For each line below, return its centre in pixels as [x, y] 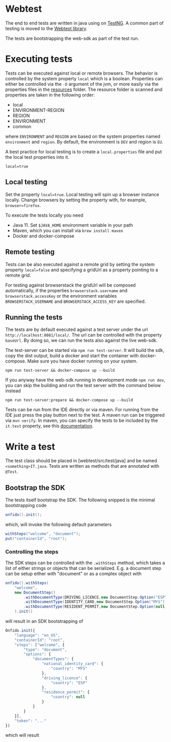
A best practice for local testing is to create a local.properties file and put [83, 152]
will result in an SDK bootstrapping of [44, 621]
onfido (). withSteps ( [27, 583]
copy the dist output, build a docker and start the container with [72, 356]
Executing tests [39, 59]
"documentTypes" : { [53, 659]
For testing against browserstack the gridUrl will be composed [70, 285]
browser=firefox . [23, 205]
